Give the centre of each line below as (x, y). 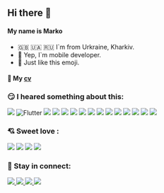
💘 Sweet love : (33, 131)
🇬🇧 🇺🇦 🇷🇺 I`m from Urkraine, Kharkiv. (76, 47)
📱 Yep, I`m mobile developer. (59, 54)
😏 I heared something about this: (66, 97)
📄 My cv (19, 78)
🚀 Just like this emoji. (48, 62)
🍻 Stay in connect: (39, 165)
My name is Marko (35, 31)
